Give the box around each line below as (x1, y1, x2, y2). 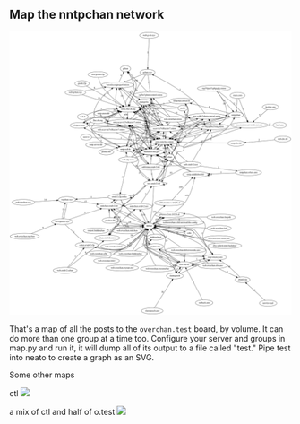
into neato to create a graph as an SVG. (9, 351, 155, 362)
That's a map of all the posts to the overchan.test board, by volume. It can (9, 323, 284, 334)
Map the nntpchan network (9, 7, 165, 22)
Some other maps (9, 369, 75, 380)
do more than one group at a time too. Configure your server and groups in (9, 333, 286, 343)
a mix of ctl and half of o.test (9, 406, 116, 417)
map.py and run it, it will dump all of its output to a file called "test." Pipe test (9, 342, 291, 353)
